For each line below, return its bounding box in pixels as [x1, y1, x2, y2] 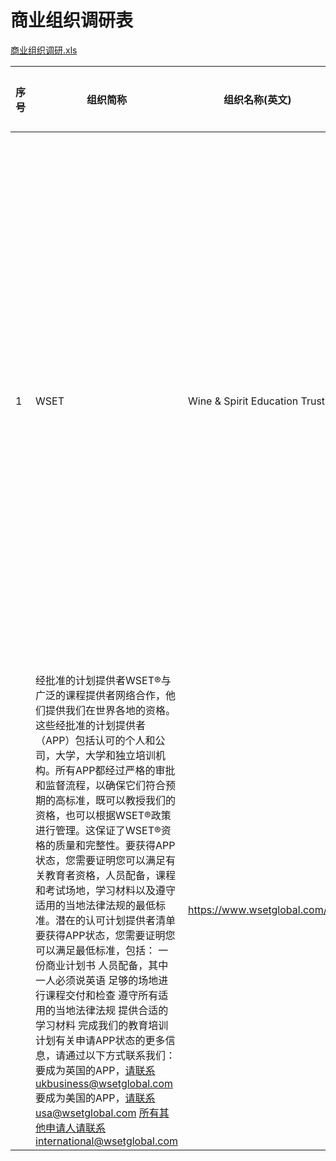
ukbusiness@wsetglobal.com [35, 1076, 174, 1090]
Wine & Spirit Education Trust [188, 394, 326, 408]
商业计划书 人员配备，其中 [45, 958, 169, 972]
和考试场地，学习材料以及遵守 [35, 883, 177, 897]
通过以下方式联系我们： [65, 1048, 177, 1062]
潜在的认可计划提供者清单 [55, 913, 177, 927]
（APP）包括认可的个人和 [35, 733, 156, 747]
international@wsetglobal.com [35, 1134, 179, 1148]
